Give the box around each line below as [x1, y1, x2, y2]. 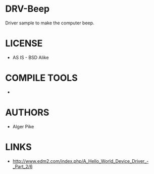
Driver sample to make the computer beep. [5, 20, 94, 26]
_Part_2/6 [12, 163, 33, 169]
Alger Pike [12, 123, 34, 129]
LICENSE [5, 38, 43, 49]
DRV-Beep [5, 3, 49, 15]
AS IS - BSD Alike [12, 54, 49, 60]
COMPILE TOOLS [5, 72, 78, 84]
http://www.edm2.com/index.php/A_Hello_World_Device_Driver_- [12, 158, 149, 164]
